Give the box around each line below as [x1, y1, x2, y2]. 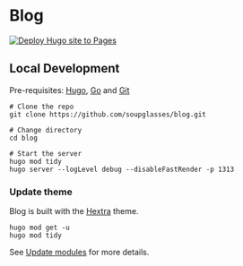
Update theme [9, 185, 74, 198]
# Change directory [9, 125, 82, 134]
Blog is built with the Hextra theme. [9, 206, 139, 217]
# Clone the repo [9, 102, 74, 111]
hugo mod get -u [9, 223, 70, 233]
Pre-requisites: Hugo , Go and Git [9, 84, 130, 95]
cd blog [9, 133, 39, 142]
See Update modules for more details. [9, 247, 150, 258]
